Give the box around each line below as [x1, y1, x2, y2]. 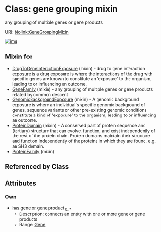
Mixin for [5, 53, 33, 61]
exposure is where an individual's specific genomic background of [12, 101, 145, 108]
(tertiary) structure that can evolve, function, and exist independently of [12, 128, 155, 134]
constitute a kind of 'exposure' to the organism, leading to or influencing [12, 112, 157, 118]
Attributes [5, 179, 36, 187]
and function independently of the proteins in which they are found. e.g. [12, 138, 156, 144]
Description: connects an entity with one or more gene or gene [19, 211, 145, 217]
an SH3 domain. [12, 143, 45, 149]
